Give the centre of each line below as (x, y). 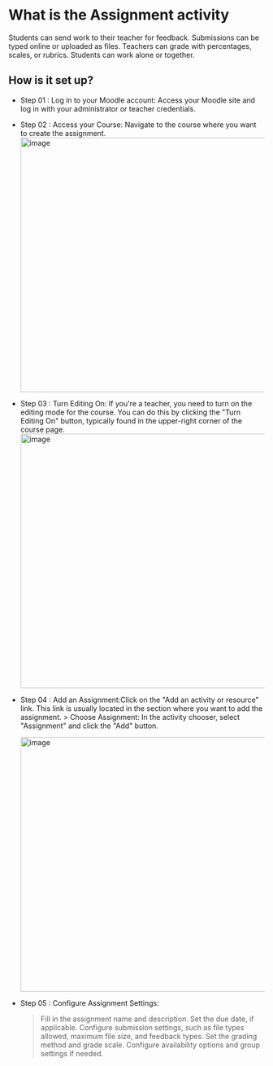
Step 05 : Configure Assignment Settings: (90, 1002)
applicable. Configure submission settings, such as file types (142, 1027)
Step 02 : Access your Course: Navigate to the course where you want (138, 125)
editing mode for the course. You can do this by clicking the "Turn (130, 412)
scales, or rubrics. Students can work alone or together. (102, 55)
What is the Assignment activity (119, 15)
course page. (42, 429)
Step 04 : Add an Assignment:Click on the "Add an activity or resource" (140, 700)
